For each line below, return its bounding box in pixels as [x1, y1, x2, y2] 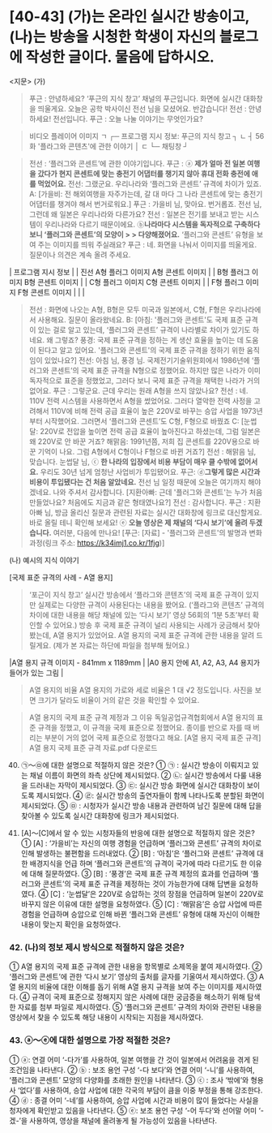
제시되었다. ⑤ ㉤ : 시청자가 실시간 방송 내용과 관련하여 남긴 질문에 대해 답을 [20, 800, 262, 810]
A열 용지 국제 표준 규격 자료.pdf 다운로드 [28, 743, 158, 752]
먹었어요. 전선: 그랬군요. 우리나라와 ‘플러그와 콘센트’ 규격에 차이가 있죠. [36, 179, 261, 188]
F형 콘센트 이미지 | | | [17, 287, 85, 297]
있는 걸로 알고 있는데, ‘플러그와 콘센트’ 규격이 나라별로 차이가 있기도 [37, 325, 251, 334]
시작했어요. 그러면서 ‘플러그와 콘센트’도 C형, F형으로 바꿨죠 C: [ [44, 416, 244, 426]
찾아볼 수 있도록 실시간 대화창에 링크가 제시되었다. [20, 811, 179, 821]
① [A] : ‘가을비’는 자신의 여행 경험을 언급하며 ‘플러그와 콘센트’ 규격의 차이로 [20, 838, 262, 848]
